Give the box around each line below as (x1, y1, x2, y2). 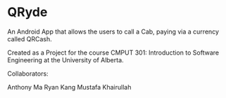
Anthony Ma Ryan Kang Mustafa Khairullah (7, 83, 132, 91)
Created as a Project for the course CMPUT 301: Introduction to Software (7, 48, 220, 57)
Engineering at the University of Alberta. (7, 55, 125, 64)
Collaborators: (7, 69, 49, 78)
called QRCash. (7, 34, 52, 43)
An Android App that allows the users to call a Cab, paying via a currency (7, 27, 220, 36)
